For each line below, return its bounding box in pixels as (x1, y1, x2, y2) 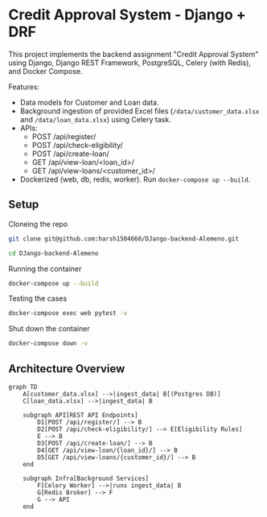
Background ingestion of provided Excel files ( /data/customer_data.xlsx (19, 106, 260, 116)
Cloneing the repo (8, 219, 68, 228)
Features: (8, 82, 40, 92)
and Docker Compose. (8, 66, 83, 76)
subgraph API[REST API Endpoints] (23, 411, 138, 419)
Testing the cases (8, 293, 68, 303)
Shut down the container (8, 324, 90, 334)
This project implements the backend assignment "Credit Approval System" (8, 49, 259, 59)
